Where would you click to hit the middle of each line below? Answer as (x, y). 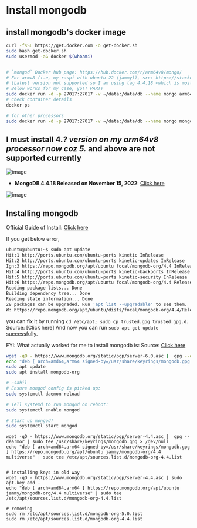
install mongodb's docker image (66, 32)
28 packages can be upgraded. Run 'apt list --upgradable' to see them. (97, 304)
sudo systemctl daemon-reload (43, 394)
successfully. (22, 334)
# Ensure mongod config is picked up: (53, 388)
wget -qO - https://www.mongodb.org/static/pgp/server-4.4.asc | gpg (94, 437)
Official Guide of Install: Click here (47, 228)
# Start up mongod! (30, 421)
